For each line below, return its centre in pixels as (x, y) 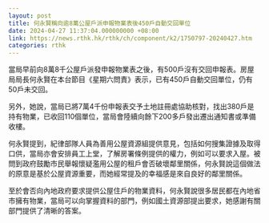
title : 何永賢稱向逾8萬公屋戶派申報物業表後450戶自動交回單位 (100, 23)
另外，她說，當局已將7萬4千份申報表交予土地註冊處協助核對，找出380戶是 (131, 107)
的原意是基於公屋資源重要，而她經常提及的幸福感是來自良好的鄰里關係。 (127, 174)
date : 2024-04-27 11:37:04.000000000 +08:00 (84, 30)
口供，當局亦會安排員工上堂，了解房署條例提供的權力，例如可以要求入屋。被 (134, 154)
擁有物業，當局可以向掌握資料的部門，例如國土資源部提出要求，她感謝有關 (138, 201)
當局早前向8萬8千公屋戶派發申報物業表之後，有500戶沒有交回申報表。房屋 (131, 70)
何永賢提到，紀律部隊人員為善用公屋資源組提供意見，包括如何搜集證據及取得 (134, 144)
